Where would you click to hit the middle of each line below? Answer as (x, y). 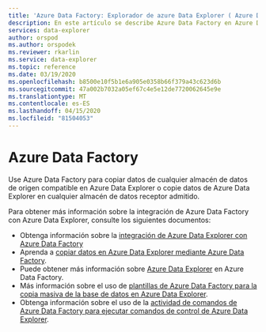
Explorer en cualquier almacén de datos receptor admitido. (104, 196)
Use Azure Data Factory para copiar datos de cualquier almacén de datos (128, 179)
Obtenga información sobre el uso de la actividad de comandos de (128, 302)
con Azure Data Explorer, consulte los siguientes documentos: (110, 220)
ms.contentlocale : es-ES (49, 104)
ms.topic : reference (42, 67)
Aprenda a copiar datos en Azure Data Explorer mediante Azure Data (132, 252)
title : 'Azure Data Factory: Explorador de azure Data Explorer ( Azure (131, 15)
